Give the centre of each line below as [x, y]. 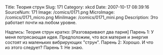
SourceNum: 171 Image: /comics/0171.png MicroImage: [60, 12]
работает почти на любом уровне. [41, 22]
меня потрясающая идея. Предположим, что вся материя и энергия [77, 37]
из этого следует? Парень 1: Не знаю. [44, 47]
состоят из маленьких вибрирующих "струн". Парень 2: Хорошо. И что [79, 42]
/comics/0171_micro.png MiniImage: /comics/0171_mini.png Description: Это [82, 17]
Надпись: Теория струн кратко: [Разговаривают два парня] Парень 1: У [80, 32]
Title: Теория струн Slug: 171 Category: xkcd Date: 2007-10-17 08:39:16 [77, 7]
